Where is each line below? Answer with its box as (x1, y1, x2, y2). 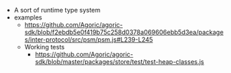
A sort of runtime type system (13, 6, 100, 14)
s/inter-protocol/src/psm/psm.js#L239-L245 (24, 35, 153, 44)
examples (13, 13, 42, 22)
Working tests (24, 43, 65, 51)
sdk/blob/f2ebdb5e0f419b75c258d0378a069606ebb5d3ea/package (24, 28, 224, 36)
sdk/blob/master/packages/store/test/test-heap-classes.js (34, 58, 204, 65)
